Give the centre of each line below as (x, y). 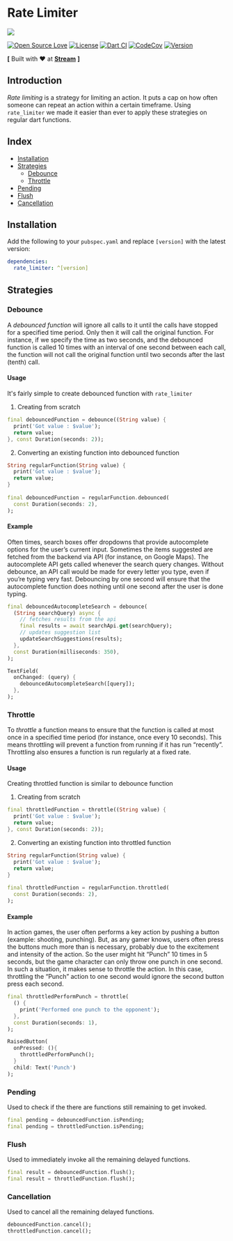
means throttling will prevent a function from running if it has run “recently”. (115, 745)
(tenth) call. (24, 362)
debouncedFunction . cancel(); (49, 1225)
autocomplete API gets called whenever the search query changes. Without (115, 564)
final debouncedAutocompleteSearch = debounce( (78, 607)
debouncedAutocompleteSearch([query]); (78, 684)
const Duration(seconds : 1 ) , (56, 1023)
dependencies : (28, 262)
